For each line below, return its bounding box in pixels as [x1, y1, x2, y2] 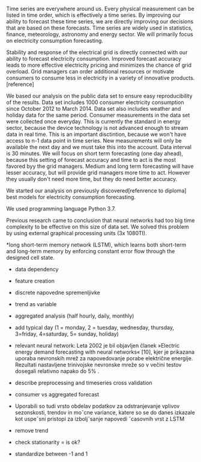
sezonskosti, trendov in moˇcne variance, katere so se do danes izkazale [14, 409, 195, 416]
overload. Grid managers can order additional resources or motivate [6, 68, 175, 75]
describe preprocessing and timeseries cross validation [14, 379, 152, 386]
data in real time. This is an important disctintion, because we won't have [6, 131, 187, 138]
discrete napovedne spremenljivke [14, 289, 100, 296]
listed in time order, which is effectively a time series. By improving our [6, 11, 181, 19]
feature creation [14, 277, 55, 285]
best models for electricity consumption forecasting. [6, 194, 136, 200]
